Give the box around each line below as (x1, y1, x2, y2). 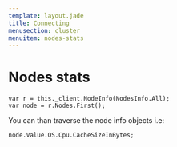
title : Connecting (8, 19, 70, 27)
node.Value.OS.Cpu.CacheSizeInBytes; (8, 131, 135, 140)
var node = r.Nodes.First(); (8, 101, 106, 110)
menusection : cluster (8, 26, 81, 34)
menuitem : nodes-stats (8, 34, 84, 42)
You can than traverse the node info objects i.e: (8, 116, 165, 125)
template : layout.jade (8, 11, 84, 20)
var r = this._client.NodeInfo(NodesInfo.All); (8, 95, 171, 103)
